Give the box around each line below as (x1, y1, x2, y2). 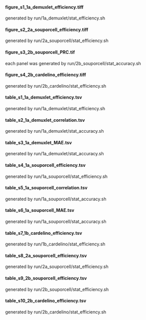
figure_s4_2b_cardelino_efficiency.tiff (5, 72, 86, 78)
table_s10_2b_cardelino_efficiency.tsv (5, 298, 86, 304)
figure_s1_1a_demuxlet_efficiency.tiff (5, 4, 84, 10)
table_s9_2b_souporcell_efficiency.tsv (5, 275, 87, 281)
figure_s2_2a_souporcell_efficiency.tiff (5, 27, 88, 33)
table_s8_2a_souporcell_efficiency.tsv (5, 252, 87, 258)
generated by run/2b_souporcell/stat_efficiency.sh (5, 286, 109, 292)
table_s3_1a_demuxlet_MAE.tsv (5, 139, 72, 145)
